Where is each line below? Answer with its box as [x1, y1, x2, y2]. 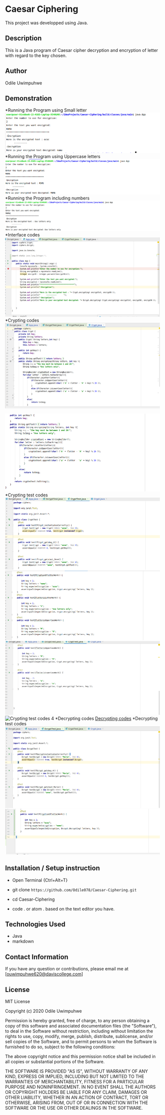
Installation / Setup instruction [5, 864, 100, 873]
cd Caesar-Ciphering [12, 896, 55, 902]
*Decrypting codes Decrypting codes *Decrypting [55, 715, 158, 721]
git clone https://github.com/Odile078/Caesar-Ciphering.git [12, 886, 137, 892]
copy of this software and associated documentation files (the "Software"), [5, 1023, 157, 1029]
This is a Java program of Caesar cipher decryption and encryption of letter [5, 47, 158, 53]
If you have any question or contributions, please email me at [5, 966, 129, 972]
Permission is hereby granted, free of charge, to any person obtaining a [5, 1017, 150, 1023]
